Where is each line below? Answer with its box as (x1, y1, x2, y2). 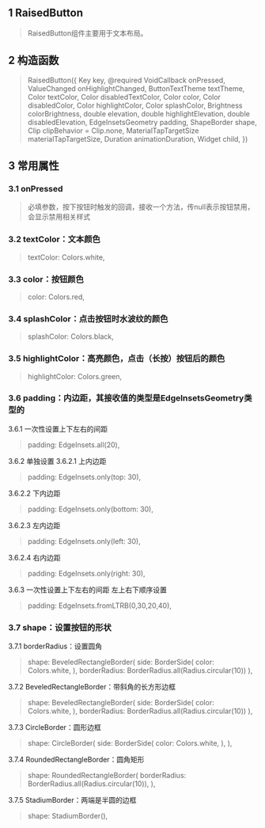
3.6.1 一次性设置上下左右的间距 (8, 423, 108, 434)
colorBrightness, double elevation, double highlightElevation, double (27, 108, 251, 118)
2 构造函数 (8, 54, 59, 67)
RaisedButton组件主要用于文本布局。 (27, 28, 148, 38)
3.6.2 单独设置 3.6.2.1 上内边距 (8, 456, 107, 465)
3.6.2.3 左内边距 (8, 520, 61, 530)
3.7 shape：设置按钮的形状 (8, 621, 112, 632)
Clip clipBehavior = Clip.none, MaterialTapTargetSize (27, 126, 199, 135)
